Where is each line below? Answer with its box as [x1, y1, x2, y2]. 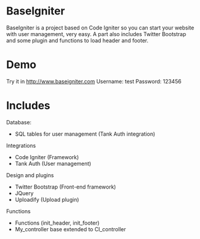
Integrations [6, 142, 36, 149]
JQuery [14, 189, 34, 196]
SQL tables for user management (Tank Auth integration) [14, 130, 156, 138]
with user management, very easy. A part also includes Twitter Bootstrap [6, 30, 186, 37]
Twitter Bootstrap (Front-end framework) [14, 183, 116, 190]
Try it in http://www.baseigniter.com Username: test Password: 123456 [6, 77, 182, 85]
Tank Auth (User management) [14, 160, 91, 167]
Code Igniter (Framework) [14, 153, 79, 160]
